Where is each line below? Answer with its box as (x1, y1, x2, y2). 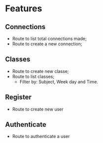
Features (5, 3, 42, 14)
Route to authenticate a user (12, 134, 70, 140)
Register (5, 93, 32, 102)
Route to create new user (12, 106, 64, 112)
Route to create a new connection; (12, 41, 82, 47)
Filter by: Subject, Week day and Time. (19, 78, 99, 84)
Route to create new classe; (12, 68, 69, 74)
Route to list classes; (12, 73, 55, 79)
